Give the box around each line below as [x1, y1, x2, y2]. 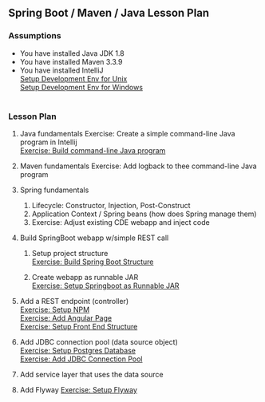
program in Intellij [19, 137, 77, 147]
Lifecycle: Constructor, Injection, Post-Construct [31, 200, 191, 210]
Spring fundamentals [19, 185, 89, 195]
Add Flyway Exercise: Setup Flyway [19, 384, 138, 394]
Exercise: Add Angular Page [19, 313, 113, 322]
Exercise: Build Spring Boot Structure [31, 257, 154, 266]
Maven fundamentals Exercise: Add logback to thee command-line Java [19, 161, 257, 171]
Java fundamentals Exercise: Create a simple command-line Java [19, 128, 235, 138]
